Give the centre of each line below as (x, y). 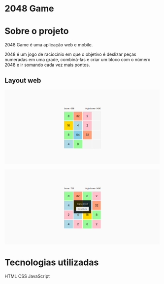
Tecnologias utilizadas (52, 262)
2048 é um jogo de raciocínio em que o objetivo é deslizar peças (70, 54)
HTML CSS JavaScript (27, 276)
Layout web (23, 80)
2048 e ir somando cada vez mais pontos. (47, 65)
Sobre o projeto (37, 31)
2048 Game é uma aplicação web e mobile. (49, 45)
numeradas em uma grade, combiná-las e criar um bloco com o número (78, 60)
